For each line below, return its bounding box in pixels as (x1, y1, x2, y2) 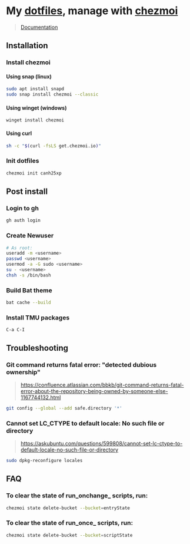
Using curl (6, 130, 32, 137)
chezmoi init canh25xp (6, 170, 62, 176)
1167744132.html (20, 394, 61, 401)
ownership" (6, 368, 41, 376)
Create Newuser (6, 232, 54, 240)
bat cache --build (6, 299, 51, 306)
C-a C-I (6, 327, 25, 333)
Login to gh (6, 204, 39, 212)
